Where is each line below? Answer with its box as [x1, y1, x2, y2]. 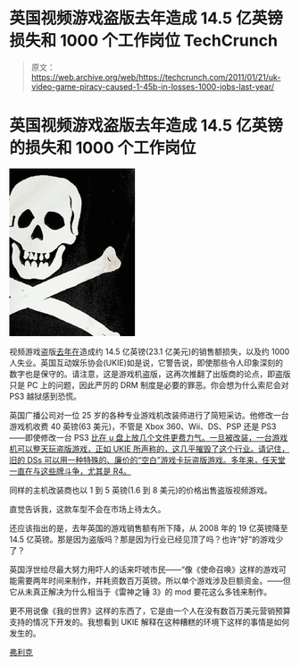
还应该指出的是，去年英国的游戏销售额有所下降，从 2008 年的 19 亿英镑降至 [9, 522, 288, 533]
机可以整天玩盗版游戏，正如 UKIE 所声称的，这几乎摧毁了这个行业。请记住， [9, 443, 290, 454]
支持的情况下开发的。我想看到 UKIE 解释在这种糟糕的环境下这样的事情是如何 [9, 616, 290, 627]
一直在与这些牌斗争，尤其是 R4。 [9, 466, 131, 476]
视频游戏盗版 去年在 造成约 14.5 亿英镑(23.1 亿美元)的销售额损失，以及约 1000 [9, 346, 290, 357]
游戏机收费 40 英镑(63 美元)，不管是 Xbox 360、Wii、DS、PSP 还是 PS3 [9, 421, 277, 432]
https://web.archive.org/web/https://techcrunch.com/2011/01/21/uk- [30, 72, 281, 82]
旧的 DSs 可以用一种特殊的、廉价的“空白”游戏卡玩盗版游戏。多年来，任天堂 [9, 454, 286, 465]
